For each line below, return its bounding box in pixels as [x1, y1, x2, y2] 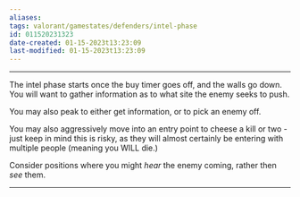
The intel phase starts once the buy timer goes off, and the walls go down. [9, 80, 283, 90]
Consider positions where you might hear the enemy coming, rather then [9, 160, 277, 171]
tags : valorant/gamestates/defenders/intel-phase [9, 21, 198, 30]
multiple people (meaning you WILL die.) [9, 142, 159, 153]
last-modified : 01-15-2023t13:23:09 [9, 47, 146, 56]
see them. [9, 169, 46, 180]
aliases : [9, 13, 42, 22]
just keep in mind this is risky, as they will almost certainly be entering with [9, 133, 284, 144]
